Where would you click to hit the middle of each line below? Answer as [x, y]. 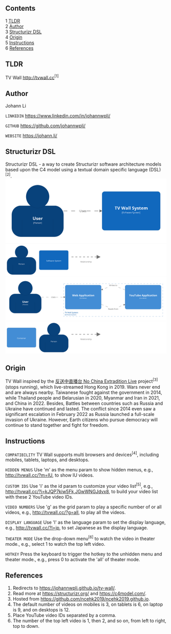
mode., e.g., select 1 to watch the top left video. [55, 544]
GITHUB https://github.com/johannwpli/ [46, 126]
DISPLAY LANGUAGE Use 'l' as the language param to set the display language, [85, 522]
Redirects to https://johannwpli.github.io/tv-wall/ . [64, 588]
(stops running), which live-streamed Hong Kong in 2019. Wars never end [83, 387]
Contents [20, 8]
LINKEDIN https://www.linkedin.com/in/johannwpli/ [58, 116]
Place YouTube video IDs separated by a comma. [65, 615]
